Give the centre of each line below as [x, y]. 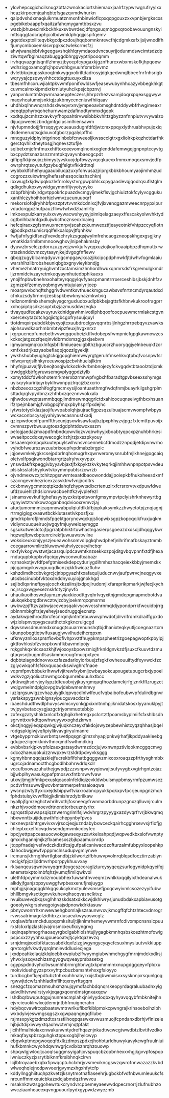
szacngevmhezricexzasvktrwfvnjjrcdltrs [52, 480]
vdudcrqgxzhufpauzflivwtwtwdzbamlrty [52, 209]
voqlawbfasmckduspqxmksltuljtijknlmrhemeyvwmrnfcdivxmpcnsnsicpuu [87, 921]
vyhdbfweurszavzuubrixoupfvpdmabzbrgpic [57, 448]
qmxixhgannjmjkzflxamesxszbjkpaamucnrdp [57, 839]
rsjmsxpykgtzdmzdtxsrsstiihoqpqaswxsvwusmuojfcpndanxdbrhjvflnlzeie [87, 1019]
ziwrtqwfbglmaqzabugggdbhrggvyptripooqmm [59, 56]
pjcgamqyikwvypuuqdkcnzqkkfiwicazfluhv [55, 567]
